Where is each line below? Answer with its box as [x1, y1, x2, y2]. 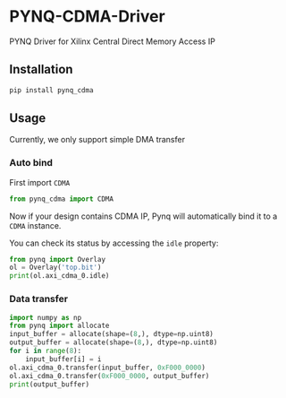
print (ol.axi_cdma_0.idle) [9, 272, 110, 281]
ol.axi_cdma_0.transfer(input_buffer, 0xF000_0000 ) [9, 363, 206, 372]
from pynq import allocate [9, 321, 110, 331]
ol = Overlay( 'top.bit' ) [9, 263, 102, 273]
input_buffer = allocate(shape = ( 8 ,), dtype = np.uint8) [9, 330, 214, 339]
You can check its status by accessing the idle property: [9, 238, 219, 248]
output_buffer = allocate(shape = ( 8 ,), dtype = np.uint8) [9, 338, 218, 347]
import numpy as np [9, 313, 82, 322]
